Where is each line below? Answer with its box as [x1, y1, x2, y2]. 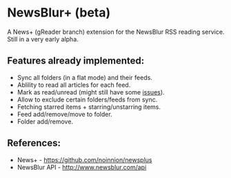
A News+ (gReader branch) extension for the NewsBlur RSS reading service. [7, 28, 225, 36]
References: [7, 137, 61, 149]
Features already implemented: [7, 55, 145, 67]
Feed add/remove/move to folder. [17, 110, 112, 118]
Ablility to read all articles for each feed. [17, 81, 131, 89]
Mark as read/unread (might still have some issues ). [17, 88, 165, 96]
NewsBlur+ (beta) [7, 5, 111, 21]
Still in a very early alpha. [7, 34, 79, 43]
